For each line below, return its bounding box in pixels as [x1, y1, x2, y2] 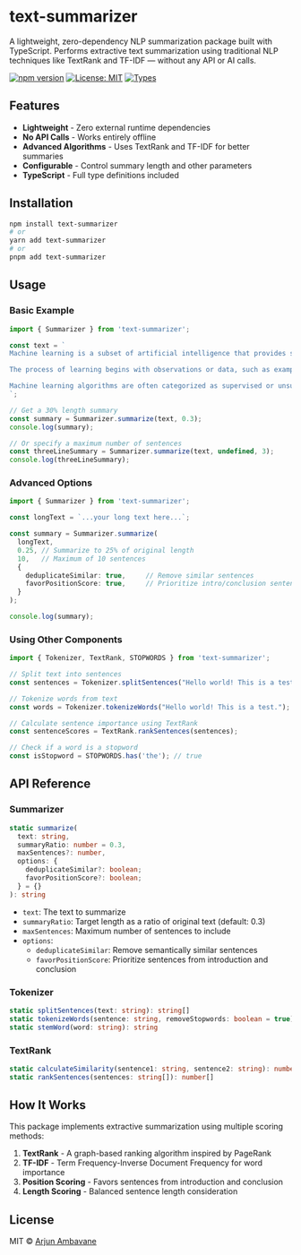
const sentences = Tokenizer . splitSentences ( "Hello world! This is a [9, 678, 275, 687]
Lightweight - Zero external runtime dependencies [21, 122, 211, 133]
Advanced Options [9, 477, 92, 489]
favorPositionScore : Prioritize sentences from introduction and [35, 954, 269, 965]
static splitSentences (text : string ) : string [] [9, 1006, 191, 1015]
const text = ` [9, 340, 66, 350]
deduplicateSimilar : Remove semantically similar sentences [35, 944, 258, 955]
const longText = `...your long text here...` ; [9, 513, 191, 522]
